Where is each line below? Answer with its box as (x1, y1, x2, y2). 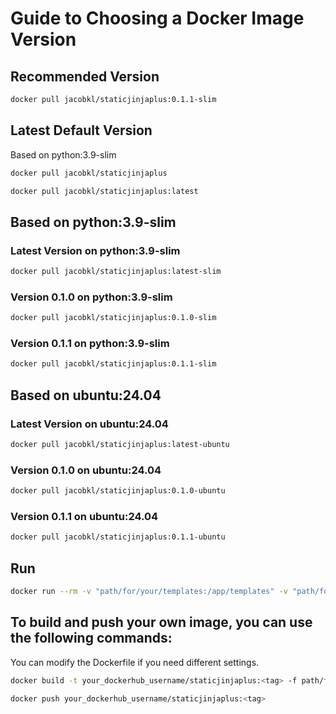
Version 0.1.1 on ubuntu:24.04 (10, 510, 159, 523)
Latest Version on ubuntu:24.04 (10, 417, 169, 431)
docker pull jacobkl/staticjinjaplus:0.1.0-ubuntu (10, 486, 226, 496)
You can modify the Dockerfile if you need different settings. (10, 656, 260, 668)
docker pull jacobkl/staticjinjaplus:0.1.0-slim (10, 313, 217, 323)
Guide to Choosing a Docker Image (10, 7, 305, 30)
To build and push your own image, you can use (10, 614, 313, 631)
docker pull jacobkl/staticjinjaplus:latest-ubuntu (10, 440, 230, 450)
